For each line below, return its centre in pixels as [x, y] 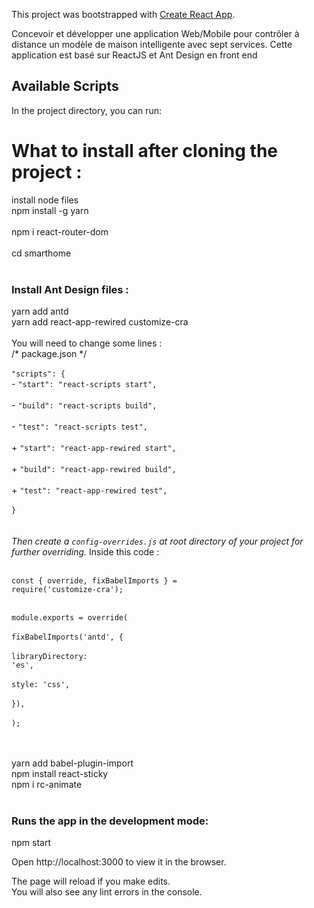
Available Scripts [65, 86]
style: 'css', [41, 685]
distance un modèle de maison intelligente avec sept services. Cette [152, 44]
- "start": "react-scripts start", [84, 384]
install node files [45, 200]
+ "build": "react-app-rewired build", [94, 469]
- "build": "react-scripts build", [84, 405]
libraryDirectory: [49, 657]
